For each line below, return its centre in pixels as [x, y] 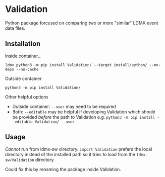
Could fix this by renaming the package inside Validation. [63, 169]
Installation [23, 44]
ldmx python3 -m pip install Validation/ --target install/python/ [76, 65]
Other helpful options [27, 97]
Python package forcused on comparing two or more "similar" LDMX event [82, 23]
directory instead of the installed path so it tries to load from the [70, 154]
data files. [15, 28]
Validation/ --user [55, 122]
